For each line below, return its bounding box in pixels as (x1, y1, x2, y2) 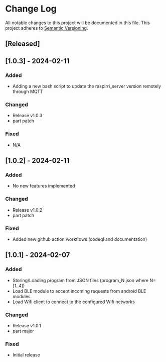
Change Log (5, 3, 57, 15)
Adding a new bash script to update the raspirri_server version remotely (12, 83, 161, 89)
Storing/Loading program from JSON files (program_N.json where (12, 277, 149, 283)
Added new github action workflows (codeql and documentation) (12, 236, 147, 242)
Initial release (12, 352, 40, 358)
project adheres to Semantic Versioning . (5, 25, 88, 31)
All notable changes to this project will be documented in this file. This (5, 20, 150, 26)
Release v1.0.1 (12, 322, 42, 328)
